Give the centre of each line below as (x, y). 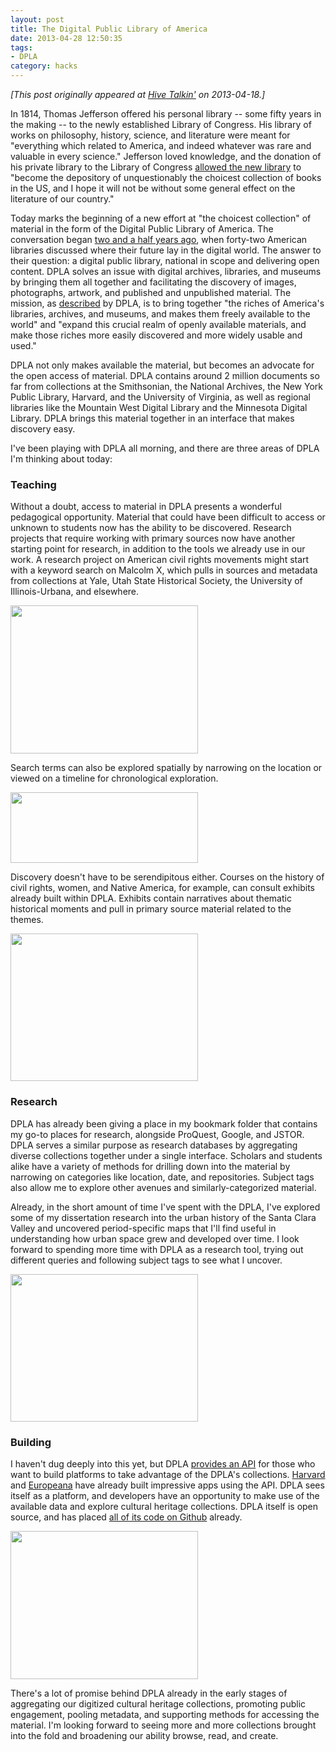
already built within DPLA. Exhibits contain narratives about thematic (151, 898)
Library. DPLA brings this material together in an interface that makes (152, 418)
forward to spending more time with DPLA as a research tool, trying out (157, 1249)
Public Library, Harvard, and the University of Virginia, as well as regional (161, 397)
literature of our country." (62, 199)
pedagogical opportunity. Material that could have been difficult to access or (168, 517)
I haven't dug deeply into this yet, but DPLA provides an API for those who (163, 1463)
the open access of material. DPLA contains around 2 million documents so (165, 375)
